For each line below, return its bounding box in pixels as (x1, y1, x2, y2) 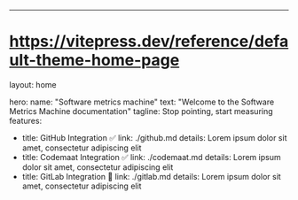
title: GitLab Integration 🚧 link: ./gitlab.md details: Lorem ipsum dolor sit (21, 171, 281, 181)
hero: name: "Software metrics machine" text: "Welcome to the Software (9, 96, 275, 107)
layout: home (9, 79, 57, 89)
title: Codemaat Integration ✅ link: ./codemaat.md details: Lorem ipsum (21, 151, 281, 162)
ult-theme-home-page (9, 50, 180, 71)
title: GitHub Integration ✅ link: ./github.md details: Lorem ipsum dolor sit (21, 132, 287, 142)
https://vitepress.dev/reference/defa (9, 32, 289, 51)
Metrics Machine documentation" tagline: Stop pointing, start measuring (9, 105, 273, 116)
